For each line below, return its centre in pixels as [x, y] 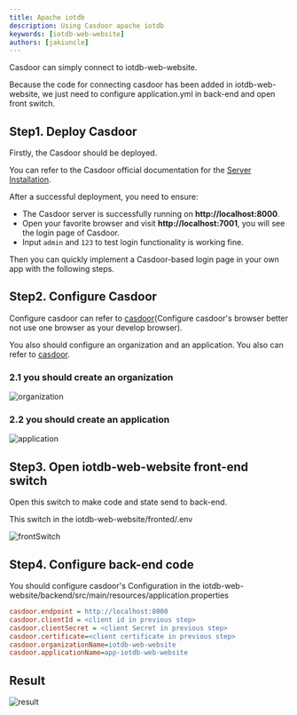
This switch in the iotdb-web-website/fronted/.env [101, 520]
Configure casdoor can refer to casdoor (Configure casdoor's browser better [149, 318]
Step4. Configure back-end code [102, 564]
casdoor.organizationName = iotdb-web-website [93, 645]
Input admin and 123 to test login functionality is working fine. [133, 242]
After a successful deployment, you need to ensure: [104, 197]
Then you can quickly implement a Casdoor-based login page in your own [144, 259]
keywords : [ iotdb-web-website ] [67, 34]
